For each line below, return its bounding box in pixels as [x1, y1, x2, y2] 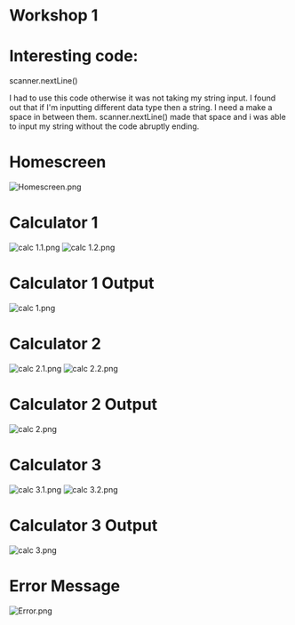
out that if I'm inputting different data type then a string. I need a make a [9, 102, 273, 113]
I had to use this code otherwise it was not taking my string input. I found [9, 92, 276, 103]
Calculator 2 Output [9, 395, 158, 414]
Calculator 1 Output [9, 273, 155, 293]
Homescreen [9, 152, 107, 172]
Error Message [9, 575, 121, 596]
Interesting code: [9, 46, 139, 67]
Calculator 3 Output [9, 515, 158, 535]
